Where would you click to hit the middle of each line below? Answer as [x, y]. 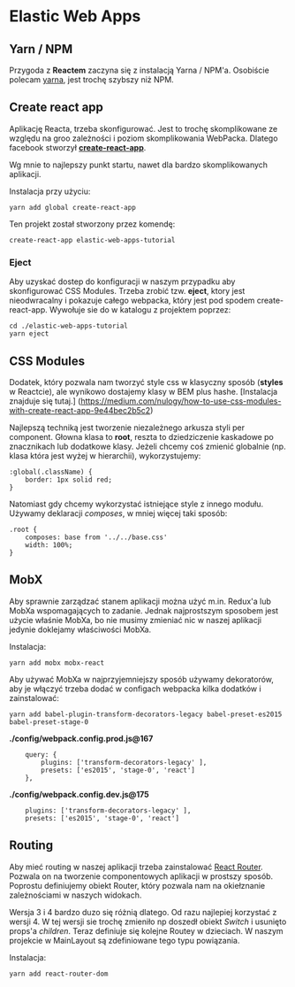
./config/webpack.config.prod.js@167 [81, 738]
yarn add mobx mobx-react [57, 663]
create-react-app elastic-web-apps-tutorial [92, 240]
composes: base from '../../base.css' [96, 537]
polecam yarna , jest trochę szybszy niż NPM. [91, 80]
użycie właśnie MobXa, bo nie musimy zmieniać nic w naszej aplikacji [136, 620]
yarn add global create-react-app [73, 207]
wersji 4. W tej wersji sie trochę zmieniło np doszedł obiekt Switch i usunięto [148, 921]
